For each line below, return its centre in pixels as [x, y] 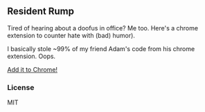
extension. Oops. [32, 56]
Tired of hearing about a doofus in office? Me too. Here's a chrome [103, 28]
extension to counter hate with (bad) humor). [71, 35]
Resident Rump [41, 11]
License [21, 87]
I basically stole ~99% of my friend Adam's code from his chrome [101, 48]
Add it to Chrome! [32, 69]
